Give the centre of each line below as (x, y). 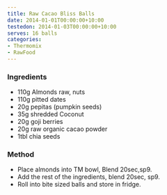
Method (21, 155)
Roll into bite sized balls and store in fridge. (79, 185)
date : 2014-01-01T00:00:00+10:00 (56, 20)
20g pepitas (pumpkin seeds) (59, 107)
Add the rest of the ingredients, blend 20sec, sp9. (88, 177)
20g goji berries (40, 122)
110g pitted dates (41, 100)
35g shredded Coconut (51, 114)
